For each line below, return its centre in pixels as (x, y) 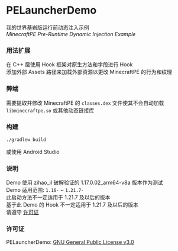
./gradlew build (26, 140)
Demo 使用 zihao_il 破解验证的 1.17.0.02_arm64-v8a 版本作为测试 (85, 182)
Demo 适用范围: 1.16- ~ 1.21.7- (45, 190)
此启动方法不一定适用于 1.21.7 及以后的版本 (58, 197)
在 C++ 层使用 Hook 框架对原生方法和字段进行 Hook (69, 65)
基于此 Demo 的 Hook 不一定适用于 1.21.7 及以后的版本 (72, 205)
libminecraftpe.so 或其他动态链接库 (50, 110)
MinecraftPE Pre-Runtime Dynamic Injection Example (71, 34)
